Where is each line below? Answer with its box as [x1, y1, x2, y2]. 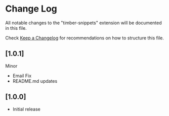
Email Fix [12, 73, 32, 79]
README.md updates [12, 78, 58, 84]
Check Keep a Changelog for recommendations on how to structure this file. [5, 35, 164, 41]
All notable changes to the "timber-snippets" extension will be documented [5, 20, 162, 26]
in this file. [5, 25, 27, 31]
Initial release [12, 106, 40, 112]
